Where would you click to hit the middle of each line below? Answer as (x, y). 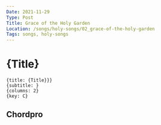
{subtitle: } (23, 86)
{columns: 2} (23, 91)
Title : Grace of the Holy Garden (48, 23)
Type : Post (20, 18)
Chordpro (25, 114)
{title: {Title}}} (29, 80)
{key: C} (17, 96)
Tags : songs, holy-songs (37, 34)
